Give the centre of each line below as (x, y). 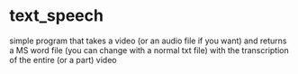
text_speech (56, 16)
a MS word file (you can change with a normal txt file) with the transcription (149, 50)
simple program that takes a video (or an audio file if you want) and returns (148, 41)
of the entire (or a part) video (63, 60)
